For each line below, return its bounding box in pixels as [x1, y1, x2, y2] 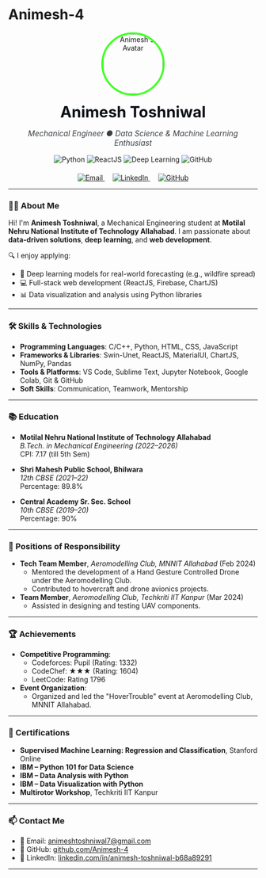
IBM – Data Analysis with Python [19, 770, 129, 780]
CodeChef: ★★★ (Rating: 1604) [31, 666, 139, 676]
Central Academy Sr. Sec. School [19, 497, 131, 506]
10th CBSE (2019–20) [19, 505, 89, 514]
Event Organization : [19, 683, 87, 693]
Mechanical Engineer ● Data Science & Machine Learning [27, 128, 239, 139]
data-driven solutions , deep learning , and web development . [8, 235, 212, 245]
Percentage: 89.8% [19, 481, 83, 491]
